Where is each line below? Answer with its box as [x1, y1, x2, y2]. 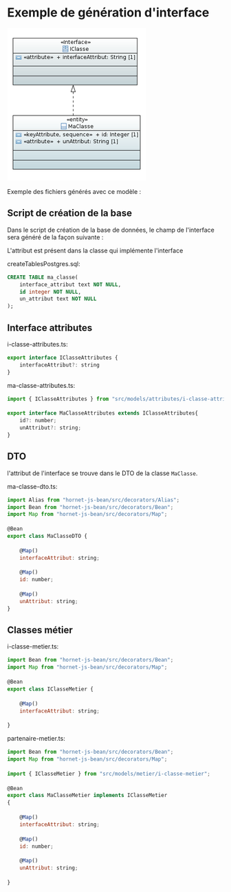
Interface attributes [7, 322, 93, 334]
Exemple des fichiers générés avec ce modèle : [7, 187, 142, 195]
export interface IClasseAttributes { [7, 354, 118, 361]
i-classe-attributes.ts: [7, 340, 69, 348]
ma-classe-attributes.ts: [7, 381, 76, 389]
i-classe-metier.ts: [7, 642, 59, 651]
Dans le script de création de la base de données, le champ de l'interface [7, 226, 214, 234]
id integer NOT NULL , [19, 288, 81, 295]
